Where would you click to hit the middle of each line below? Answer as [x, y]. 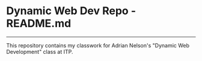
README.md [39, 23]
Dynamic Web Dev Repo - [71, 11]
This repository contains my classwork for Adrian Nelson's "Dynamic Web [98, 45]
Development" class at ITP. [40, 52]
